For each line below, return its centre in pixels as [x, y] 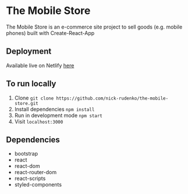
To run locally [31, 84]
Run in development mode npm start [58, 115]
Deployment [29, 52]
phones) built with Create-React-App [50, 33]
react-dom [27, 166]
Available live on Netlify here [40, 65]
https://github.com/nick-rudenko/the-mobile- [112, 98]
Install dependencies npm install [54, 109]
